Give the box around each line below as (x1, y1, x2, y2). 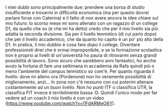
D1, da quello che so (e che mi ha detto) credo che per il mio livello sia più (5, 26, 158, 32)
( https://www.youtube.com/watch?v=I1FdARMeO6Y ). (5, 100, 116, 106)
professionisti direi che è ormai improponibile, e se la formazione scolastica (5, 47, 162, 53)
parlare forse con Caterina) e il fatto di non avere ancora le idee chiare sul (5, 15, 159, 21)
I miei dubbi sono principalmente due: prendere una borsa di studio (5, 5, 145, 10)
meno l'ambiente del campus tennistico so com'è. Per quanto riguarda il (5, 68, 155, 74)
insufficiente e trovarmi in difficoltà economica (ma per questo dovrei (5, 10, 149, 16)
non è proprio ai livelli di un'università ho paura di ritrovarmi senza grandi (5, 52, 157, 58)
